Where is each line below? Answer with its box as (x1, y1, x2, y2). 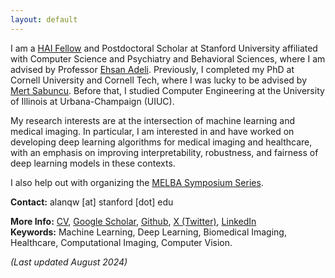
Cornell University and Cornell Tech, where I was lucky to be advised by (10, 74, 308, 86)
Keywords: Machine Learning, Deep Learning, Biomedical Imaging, (10, 226, 287, 238)
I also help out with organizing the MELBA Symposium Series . (10, 176, 264, 188)
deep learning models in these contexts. (10, 157, 176, 169)
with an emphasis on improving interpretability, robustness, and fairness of (10, 146, 319, 158)
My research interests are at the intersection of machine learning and (10, 114, 296, 126)
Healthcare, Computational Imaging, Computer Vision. (10, 236, 233, 248)
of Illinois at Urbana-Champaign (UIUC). (10, 95, 175, 107)
